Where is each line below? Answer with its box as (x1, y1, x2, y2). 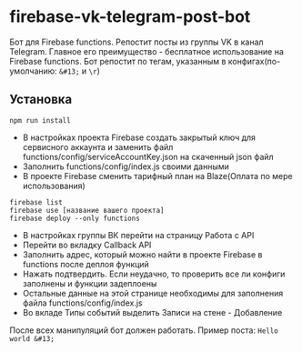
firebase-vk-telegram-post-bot (9, 6, 251, 27)
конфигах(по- (227, 55, 281, 66)
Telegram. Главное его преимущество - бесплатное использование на (9, 45, 285, 56)
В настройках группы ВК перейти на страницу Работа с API (22, 229, 255, 240)
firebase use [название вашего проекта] (9, 206, 166, 215)
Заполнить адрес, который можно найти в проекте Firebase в (22, 248, 263, 260)
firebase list (9, 197, 64, 206)
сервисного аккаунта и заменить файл (22, 141, 174, 152)
